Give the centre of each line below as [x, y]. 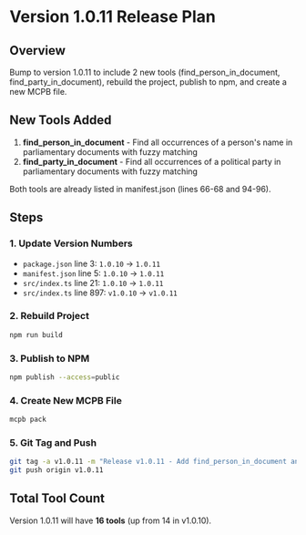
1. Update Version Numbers [71, 243]
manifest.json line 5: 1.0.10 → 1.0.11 [93, 273]
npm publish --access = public [65, 377]
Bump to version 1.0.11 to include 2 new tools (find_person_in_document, [145, 72]
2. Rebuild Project [49, 316]
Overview [38, 51]
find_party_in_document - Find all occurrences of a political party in [152, 161]
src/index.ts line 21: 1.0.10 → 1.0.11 [93, 283]
